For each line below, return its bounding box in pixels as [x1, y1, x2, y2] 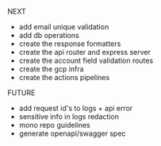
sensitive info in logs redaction [18, 112, 120, 121]
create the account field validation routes [18, 56, 154, 65]
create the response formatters [18, 39, 121, 48]
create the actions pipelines [18, 73, 110, 82]
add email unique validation [18, 22, 109, 31]
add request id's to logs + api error [18, 103, 133, 113]
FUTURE [7, 88, 36, 98]
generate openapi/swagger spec [18, 129, 126, 138]
